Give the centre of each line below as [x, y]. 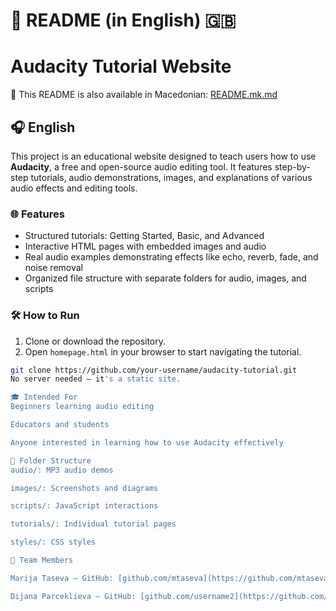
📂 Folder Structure [51, 460]
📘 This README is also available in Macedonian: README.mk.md [144, 95]
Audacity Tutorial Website [121, 66]
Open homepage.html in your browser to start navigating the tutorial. [163, 351]
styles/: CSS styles [53, 542]
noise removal [53, 268]
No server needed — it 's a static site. [96, 379]
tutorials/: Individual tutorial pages [93, 524]
